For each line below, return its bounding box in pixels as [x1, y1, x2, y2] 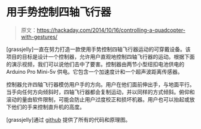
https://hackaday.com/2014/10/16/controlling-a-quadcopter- [36, 26, 185, 34]
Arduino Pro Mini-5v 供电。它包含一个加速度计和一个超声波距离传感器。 [6, 68, 184, 75]
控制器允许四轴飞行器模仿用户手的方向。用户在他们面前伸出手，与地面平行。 [6, 80, 195, 88]
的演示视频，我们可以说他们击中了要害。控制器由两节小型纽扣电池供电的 [6, 61, 184, 68]
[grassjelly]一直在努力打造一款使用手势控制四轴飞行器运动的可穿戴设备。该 [6, 46, 191, 53]
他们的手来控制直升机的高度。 [11, 103, 85, 110]
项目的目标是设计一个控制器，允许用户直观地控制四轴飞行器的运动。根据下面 [6, 53, 195, 60]
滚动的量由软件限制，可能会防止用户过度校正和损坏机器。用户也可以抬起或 [6, 95, 190, 103]
